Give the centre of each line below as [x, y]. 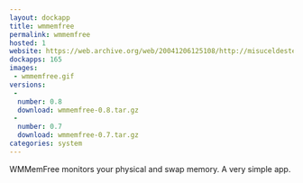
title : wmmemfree [42, 26]
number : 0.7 [40, 127]
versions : [28, 85]
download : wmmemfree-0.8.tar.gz [78, 110]
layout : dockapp [40, 18]
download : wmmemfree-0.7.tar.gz [78, 135]
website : [26, 51]
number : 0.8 [40, 101]
